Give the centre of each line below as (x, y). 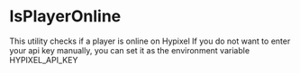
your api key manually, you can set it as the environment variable (130, 50)
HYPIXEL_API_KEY (44, 60)
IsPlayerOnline (65, 16)
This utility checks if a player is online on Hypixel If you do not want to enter (150, 41)
